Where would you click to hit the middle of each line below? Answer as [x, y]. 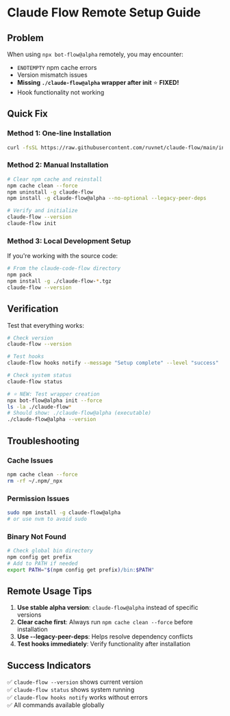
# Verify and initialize [42, 211]
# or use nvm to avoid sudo [47, 519]
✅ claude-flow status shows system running [71, 690]
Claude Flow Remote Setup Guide [104, 13]
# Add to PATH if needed [42, 563]
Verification [33, 309]
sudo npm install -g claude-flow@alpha [64, 512]
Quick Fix [27, 114]
